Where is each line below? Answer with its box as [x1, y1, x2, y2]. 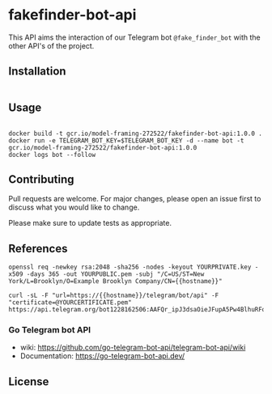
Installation [8, 65, 66, 78]
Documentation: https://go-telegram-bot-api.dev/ [19, 351, 185, 361]
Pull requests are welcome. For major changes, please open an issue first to [8, 194, 261, 204]
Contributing [8, 172, 74, 186]
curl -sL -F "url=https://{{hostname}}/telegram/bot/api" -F [8, 291, 219, 300]
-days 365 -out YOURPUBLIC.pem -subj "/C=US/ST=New [26, 270, 205, 278]
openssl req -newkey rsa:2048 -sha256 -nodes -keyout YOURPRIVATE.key [8, 263, 252, 272]
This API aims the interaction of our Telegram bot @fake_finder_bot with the [8, 32, 261, 42]
